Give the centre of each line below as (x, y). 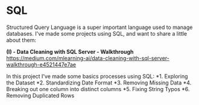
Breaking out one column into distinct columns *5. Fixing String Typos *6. (98, 89)
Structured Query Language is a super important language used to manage (99, 27)
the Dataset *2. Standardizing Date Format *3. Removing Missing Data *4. (99, 83)
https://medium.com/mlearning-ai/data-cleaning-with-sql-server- (88, 58)
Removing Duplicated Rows (40, 95)
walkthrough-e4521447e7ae (41, 65)
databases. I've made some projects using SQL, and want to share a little (97, 33)
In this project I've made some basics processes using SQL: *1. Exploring (97, 76)
